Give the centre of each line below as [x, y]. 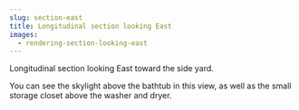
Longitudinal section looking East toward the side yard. [112, 69]
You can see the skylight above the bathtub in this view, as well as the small [150, 86]
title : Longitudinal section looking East [91, 26]
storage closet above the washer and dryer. [91, 96]
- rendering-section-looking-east [82, 43]
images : [24, 34]
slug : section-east [46, 18]
